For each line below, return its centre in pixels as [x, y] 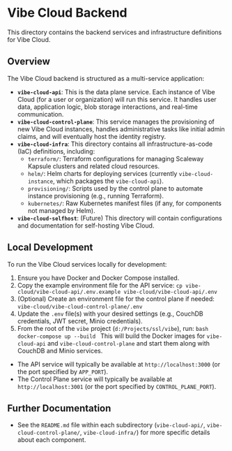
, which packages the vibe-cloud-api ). [108, 181]
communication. [40, 114]
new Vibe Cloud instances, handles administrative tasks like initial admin [121, 129]
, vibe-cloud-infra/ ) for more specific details [145, 432]
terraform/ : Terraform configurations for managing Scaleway [116, 158]
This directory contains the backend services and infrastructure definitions [115, 32]
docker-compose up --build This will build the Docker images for [111, 336]
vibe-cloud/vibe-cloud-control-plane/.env [80, 306]
